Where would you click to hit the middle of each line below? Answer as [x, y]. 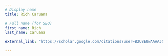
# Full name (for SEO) [29, 23]
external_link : [21, 42]
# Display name [21, 10]
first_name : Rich [23, 28]
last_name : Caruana [25, 33]
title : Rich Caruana [27, 14]
